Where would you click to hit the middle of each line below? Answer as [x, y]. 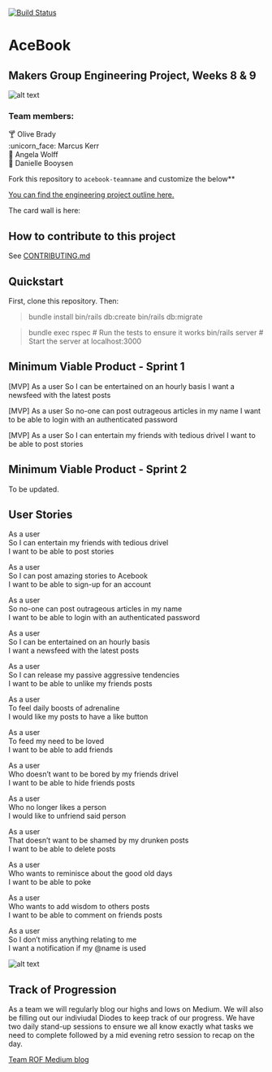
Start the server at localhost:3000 [85, 341]
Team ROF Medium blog [49, 1060]
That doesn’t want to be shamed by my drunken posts [99, 840]
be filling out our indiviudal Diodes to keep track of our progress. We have [132, 1018]
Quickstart [36, 281]
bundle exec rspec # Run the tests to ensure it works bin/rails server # [146, 332]
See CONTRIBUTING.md [50, 256]
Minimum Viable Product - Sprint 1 [97, 367]
